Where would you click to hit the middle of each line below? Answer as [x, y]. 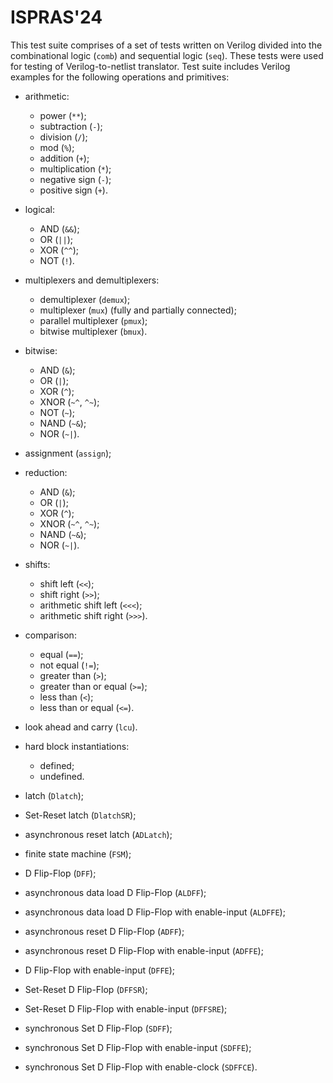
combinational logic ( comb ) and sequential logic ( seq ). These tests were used [167, 55]
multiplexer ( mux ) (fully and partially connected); [138, 310]
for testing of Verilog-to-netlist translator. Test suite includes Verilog [150, 66]
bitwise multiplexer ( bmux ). [93, 331]
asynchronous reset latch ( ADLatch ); [98, 834]
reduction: [46, 472]
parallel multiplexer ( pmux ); [93, 320]
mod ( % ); [57, 147]
